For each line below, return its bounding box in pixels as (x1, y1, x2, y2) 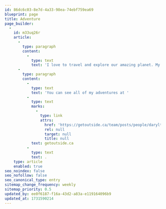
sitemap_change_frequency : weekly (4, 182, 76, 187)
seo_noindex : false (4, 168, 45, 173)
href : (44, 122, 56, 127)
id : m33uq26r (13, 30, 41, 35)
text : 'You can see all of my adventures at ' (31, 90, 129, 95)
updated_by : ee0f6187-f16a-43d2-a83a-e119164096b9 (4, 191, 111, 196)
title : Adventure (4, 16, 41, 21)
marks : (31, 104, 45, 109)
